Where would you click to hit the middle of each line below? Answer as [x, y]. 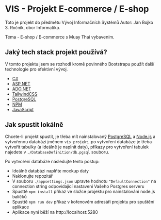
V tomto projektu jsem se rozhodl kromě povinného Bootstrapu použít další [80, 64]
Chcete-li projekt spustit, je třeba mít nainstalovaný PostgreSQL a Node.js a [80, 136]
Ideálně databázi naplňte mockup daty [50, 170]
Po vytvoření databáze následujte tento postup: [52, 161]
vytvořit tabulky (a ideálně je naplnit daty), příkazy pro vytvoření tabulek [77, 147]
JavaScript [23, 109]
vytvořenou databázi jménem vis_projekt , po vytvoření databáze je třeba [79, 141]
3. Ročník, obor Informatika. [33, 27]
